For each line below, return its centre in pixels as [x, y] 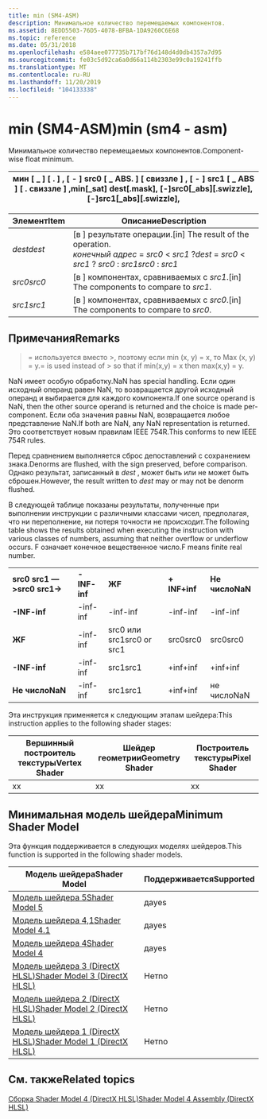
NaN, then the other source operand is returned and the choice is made [125, 407]
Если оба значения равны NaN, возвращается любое [139, 415]
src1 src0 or [130, 640]
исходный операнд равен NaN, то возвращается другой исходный [121, 389]
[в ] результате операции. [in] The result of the [161, 234]
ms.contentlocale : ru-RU [49, 75]
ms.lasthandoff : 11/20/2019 [55, 82]
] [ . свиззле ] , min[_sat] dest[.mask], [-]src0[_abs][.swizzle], [133, 189]
